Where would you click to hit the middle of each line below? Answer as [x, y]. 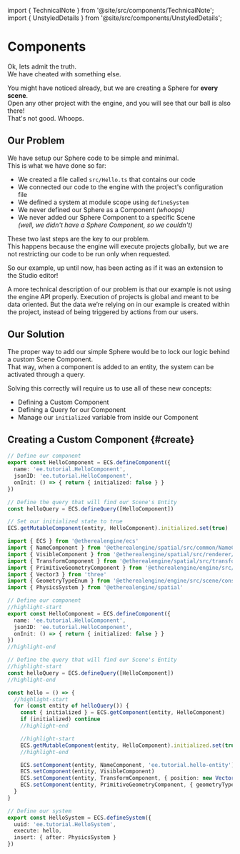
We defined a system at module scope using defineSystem [103, 202]
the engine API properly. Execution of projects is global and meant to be [113, 296]
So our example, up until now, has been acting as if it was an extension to [115, 268]
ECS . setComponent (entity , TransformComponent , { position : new [116, 778]
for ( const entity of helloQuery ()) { [72, 706]
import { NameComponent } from [54, 548]
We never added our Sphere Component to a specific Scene [106, 217]
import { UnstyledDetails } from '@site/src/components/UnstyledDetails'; [115, 18]
